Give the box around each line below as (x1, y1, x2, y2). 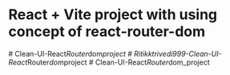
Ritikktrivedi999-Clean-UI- (133, 49, 222, 58)
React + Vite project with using (8, 6, 218, 24)
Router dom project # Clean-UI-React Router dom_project (27, 57, 210, 67)
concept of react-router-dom (8, 22, 206, 41)
